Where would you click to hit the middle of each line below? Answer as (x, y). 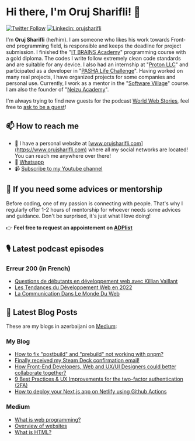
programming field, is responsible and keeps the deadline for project (99, 46)
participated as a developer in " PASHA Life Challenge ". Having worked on (95, 70)
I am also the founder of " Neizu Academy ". (58, 89)
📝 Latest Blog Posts (42, 312)
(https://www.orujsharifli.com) (51, 150)
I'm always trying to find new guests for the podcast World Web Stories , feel (98, 101)
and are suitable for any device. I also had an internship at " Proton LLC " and (97, 65)
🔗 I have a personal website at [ (52, 143)
